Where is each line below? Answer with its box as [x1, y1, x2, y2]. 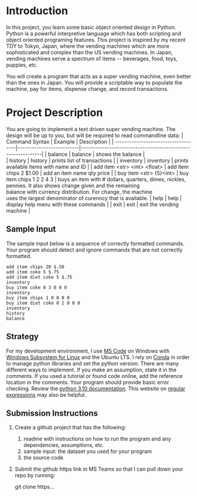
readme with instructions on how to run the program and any [23, 435, 171, 442]
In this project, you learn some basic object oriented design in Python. [6, 24, 176, 31]
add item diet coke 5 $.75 [6, 274, 73, 280]
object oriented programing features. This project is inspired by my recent [6, 36, 186, 43]
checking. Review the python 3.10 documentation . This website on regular [6, 385, 186, 392]
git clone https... [14, 483, 54, 491]
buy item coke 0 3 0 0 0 [6, 285, 67, 291]
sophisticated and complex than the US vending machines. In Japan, [6, 48, 173, 56]
